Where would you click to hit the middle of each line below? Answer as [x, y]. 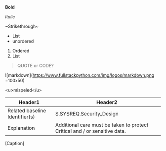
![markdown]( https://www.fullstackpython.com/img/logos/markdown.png [80, 75]
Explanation [21, 128]
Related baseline [27, 111]
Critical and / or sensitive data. [90, 131]
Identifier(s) [21, 117]
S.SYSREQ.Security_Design [87, 114]
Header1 [29, 102]
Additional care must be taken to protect [102, 125]
